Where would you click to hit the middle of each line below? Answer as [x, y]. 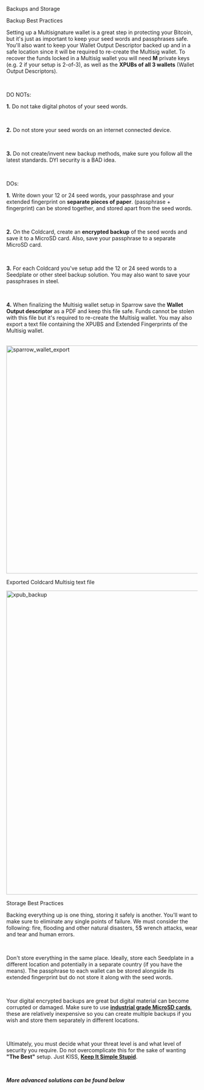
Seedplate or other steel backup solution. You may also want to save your [98, 275]
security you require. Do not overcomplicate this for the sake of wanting [96, 1050]
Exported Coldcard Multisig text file [51, 582]
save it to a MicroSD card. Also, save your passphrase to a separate [91, 238]
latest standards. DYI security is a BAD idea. [61, 160]
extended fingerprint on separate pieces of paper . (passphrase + [89, 202]
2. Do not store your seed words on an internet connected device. [89, 130]
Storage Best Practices [35, 903]
